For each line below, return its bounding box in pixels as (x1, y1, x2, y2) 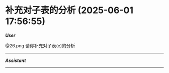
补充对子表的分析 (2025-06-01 (5, 5, 133, 16)
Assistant (5, 57, 26, 63)
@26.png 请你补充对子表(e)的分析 (5, 42, 75, 48)
